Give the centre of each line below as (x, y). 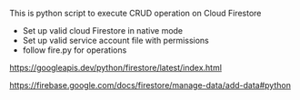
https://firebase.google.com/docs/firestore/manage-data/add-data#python (150, 85)
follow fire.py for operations (75, 50)
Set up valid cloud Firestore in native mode (103, 30)
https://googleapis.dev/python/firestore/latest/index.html (116, 68)
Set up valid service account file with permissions (115, 40)
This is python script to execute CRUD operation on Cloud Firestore (135, 13)
